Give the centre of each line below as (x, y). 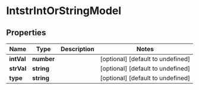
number (43, 59)
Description (78, 49)
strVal (18, 69)
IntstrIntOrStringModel (64, 11)
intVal (18, 59)
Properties (26, 33)
